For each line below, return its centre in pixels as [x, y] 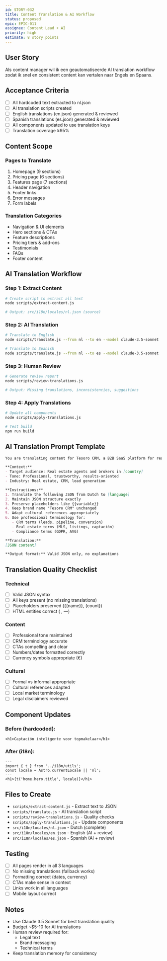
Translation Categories [34, 216]
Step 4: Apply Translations [38, 402]
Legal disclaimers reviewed [40, 699]
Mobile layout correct [34, 894]
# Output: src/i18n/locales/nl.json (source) [53, 312]
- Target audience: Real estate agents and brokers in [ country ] [74, 472]
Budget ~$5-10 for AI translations [46, 927]
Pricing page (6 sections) [38, 176]
